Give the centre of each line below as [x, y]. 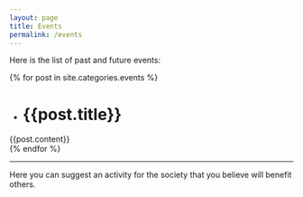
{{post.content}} [40, 139]
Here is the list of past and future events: [85, 61]
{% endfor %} [35, 149]
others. [23, 184]
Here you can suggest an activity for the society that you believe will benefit [151, 175]
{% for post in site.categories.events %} [84, 78]
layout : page [34, 18]
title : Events [36, 26]
